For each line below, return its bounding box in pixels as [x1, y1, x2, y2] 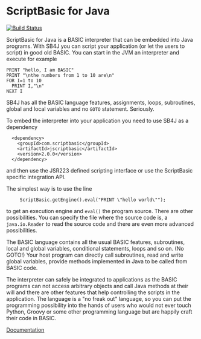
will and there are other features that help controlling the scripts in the [6, 289, 180, 296]
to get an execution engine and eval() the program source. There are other [6, 207, 194, 214]
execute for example [6, 55, 57, 62]
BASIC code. [6, 264, 38, 271]
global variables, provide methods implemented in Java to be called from [6, 257, 188, 265]
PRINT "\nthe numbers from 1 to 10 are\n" [6, 72, 115, 78]
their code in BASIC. [6, 314, 57, 321]
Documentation [6, 326, 45, 334]
